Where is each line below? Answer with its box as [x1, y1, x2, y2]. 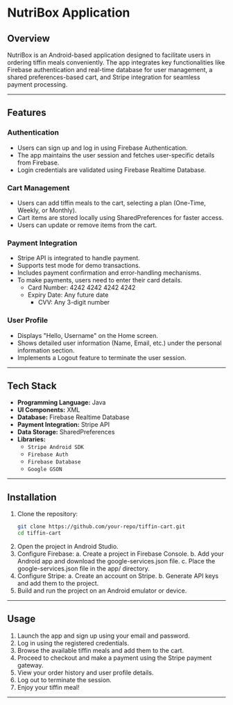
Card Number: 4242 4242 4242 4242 [27, 283, 136, 292]
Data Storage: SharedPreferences [17, 428, 115, 436]
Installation [7, 491, 57, 503]
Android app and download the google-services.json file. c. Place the [17, 557, 216, 565]
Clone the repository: [17, 510, 78, 518]
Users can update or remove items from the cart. [17, 221, 157, 229]
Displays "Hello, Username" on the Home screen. [17, 331, 158, 339]
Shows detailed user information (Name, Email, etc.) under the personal [17, 339, 222, 347]
